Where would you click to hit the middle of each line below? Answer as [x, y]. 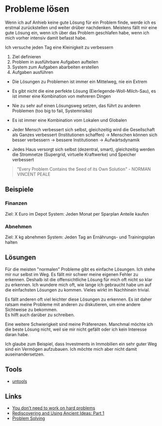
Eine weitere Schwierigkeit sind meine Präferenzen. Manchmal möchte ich [79, 324]
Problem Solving [28, 418]
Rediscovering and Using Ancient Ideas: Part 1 [58, 413]
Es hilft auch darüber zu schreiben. [40, 315]
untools [20, 381]
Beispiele [19, 190]
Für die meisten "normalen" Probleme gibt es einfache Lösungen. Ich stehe [80, 269]
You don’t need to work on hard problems [54, 408]
